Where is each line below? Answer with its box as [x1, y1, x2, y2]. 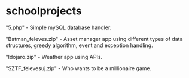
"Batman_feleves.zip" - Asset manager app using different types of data [5, 35, 183, 42]
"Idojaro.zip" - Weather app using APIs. [5, 53, 103, 60]
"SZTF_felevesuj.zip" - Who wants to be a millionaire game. [5, 64, 152, 72]
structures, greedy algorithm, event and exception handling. [5, 42, 153, 49]
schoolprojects [5, 4, 82, 18]
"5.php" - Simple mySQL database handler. [5, 24, 112, 31]
